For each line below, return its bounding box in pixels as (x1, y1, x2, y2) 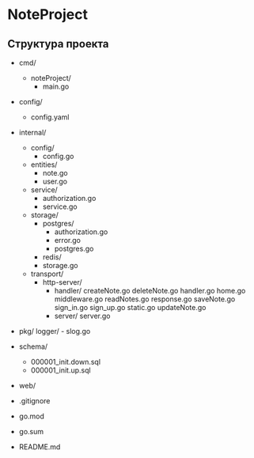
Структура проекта (7, 37, 109, 51)
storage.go (42, 261, 78, 270)
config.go (42, 152, 74, 161)
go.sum (18, 427, 44, 436)
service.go (42, 202, 78, 211)
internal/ (18, 128, 47, 137)
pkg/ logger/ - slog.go (18, 327, 91, 335)
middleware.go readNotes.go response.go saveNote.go (54, 294, 236, 304)
